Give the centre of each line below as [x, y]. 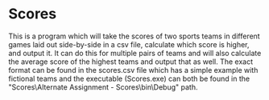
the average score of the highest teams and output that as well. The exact [131, 62]
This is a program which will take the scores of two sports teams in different [134, 36]
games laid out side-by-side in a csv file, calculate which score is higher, [129, 44]
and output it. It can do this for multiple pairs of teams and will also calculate [135, 53]
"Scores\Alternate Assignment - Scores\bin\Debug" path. [103, 87]
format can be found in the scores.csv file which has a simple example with [133, 70]
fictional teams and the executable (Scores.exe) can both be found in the [129, 78]
